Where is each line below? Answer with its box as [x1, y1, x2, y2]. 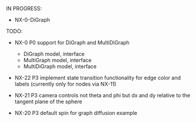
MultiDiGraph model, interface [23, 63, 97, 70]
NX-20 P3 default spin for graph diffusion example [14, 110, 137, 116]
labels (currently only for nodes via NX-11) [14, 80, 117, 87]
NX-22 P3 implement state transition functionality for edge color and [14, 74, 181, 81]
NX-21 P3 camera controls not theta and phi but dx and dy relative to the [14, 92, 190, 99]
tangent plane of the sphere [14, 98, 82, 105]
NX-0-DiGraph [14, 16, 51, 23]
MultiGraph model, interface [23, 57, 92, 63]
